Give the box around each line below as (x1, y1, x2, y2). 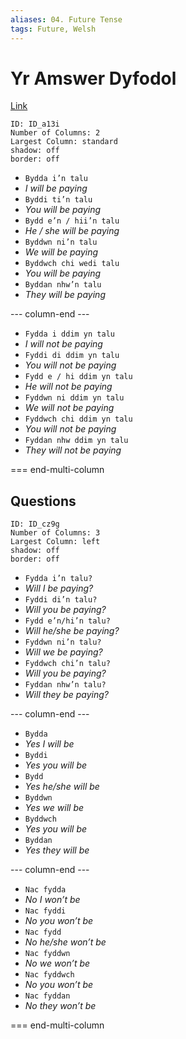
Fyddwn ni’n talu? (24, 637, 102, 648)
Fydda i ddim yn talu (24, 329, 115, 340)
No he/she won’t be (24, 936, 107, 948)
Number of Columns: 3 (10, 528, 101, 538)
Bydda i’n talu (24, 174, 89, 184)
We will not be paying (24, 402, 115, 414)
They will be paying (24, 289, 106, 301)
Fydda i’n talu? (24, 574, 93, 584)
